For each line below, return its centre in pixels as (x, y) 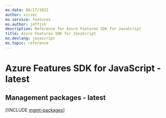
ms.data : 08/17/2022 (27, 10)
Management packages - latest (56, 98)
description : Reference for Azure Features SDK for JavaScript (73, 29)
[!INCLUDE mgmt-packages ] (35, 110)
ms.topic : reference (27, 43)
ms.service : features (28, 19)
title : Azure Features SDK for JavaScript (51, 34)
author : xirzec (21, 15)
